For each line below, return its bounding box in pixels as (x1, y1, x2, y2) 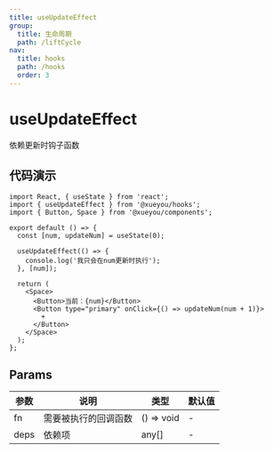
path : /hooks (17, 63, 66, 72)
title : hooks (17, 54, 66, 63)
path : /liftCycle (17, 37, 82, 47)
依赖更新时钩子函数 (9, 139, 80, 150)
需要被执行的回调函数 (43, 412, 133, 425)
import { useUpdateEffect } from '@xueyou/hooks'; (9, 200, 201, 209)
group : (9, 21, 34, 30)
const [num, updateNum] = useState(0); (17, 231, 165, 240)
